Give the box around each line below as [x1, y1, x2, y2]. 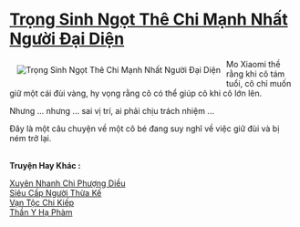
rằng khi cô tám [226, 68, 285, 79]
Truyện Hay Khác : [9, 160, 81, 170]
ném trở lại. [9, 132, 52, 143]
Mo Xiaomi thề [226, 58, 281, 69]
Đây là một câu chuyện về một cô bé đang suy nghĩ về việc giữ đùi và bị [9, 123, 280, 134]
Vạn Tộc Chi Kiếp [9, 197, 75, 208]
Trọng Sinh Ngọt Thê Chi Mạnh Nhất [9, 9, 289, 30]
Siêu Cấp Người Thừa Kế [9, 187, 102, 198]
